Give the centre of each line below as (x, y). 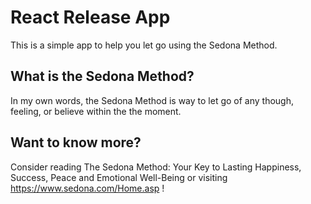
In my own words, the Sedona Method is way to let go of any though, (152, 100)
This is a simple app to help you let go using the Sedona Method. (144, 45)
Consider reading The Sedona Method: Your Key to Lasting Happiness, (156, 167)
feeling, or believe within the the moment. (96, 111)
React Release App (90, 17)
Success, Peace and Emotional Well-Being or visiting (119, 177)
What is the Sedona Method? (102, 76)
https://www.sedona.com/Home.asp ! (87, 188)
